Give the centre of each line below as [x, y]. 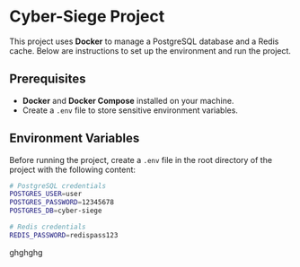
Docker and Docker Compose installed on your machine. [128, 100]
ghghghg [26, 252]
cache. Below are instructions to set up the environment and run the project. [150, 50]
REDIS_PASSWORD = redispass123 [64, 235]
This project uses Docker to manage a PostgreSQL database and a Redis [144, 41]
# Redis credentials [48, 227]
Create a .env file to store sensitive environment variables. [130, 110]
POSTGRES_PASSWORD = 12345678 [62, 202]
